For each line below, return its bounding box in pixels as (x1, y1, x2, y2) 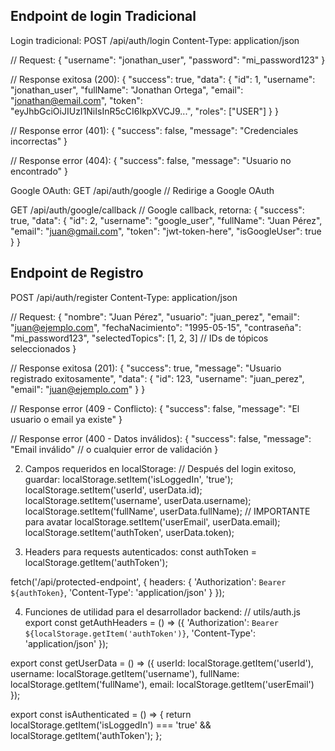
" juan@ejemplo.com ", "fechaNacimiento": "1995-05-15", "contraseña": (10, 321, 302, 333)
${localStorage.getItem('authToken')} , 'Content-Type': (24, 627, 256, 639)
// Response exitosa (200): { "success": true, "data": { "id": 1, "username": (10, 73, 316, 85)
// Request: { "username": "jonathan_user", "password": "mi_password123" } (10, 54, 326, 66)
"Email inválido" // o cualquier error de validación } (10, 443, 219, 455)
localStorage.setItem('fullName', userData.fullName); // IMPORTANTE (24, 505, 311, 517)
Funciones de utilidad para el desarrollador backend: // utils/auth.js (24, 605, 302, 618)
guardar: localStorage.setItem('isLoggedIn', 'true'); (24, 473, 234, 485)
